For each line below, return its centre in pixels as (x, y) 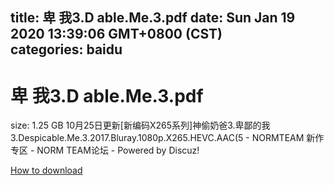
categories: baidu (66, 49)
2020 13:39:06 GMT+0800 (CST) (116, 34)
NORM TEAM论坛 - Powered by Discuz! (118, 150)
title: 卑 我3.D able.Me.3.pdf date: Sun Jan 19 (153, 18)
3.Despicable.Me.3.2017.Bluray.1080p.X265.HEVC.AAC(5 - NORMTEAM (157, 138)
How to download (46, 170)
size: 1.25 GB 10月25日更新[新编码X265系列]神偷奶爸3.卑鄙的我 (140, 125)
